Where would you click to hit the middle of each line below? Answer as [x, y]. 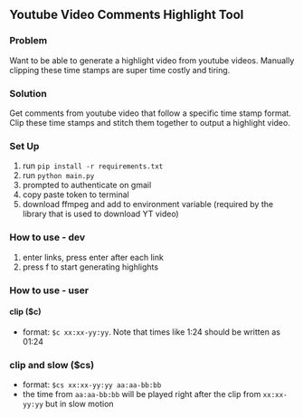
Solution [28, 93]
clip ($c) [25, 312]
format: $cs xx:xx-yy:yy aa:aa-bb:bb [92, 385]
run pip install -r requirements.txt [93, 166]
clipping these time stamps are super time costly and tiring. [120, 70]
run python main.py [58, 176]
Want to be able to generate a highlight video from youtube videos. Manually [152, 60]
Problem [28, 41]
